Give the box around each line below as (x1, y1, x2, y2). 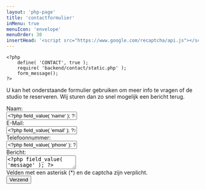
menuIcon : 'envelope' (6, 26, 62, 32)
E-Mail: (6, 120, 24, 126)
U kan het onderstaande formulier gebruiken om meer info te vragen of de (6, 86, 193, 94)
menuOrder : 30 (6, 32, 43, 38)
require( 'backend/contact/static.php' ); (17, 65, 127, 71)
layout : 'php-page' (6, 9, 56, 15)
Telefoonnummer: (6, 134, 51, 141)
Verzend (9, 177, 29, 183)
